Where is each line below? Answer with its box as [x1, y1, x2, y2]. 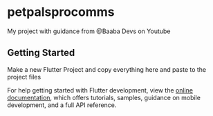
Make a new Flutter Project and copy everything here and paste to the [7, 65, 207, 73]
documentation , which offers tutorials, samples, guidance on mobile [7, 93, 201, 101]
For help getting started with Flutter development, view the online [7, 86, 194, 94]
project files [7, 72, 41, 81]
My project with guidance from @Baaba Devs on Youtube [7, 27, 171, 35]
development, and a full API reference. [7, 101, 117, 109]
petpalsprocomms [7, 4, 115, 20]
